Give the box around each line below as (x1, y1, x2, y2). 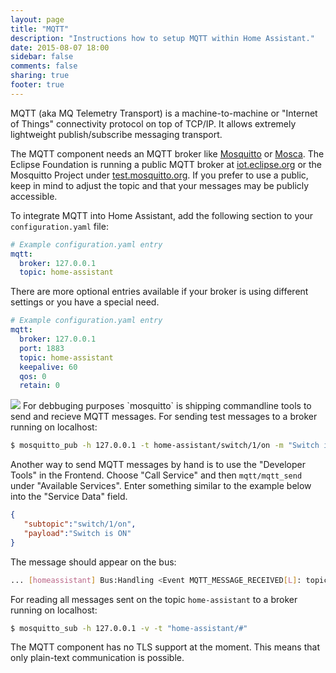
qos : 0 (19, 371, 47, 381)
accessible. (10, 190, 58, 202)
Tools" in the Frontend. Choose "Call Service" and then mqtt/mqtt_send (10, 469, 303, 481)
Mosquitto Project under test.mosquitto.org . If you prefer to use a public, (10, 169, 309, 181)
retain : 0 (19, 381, 60, 391)
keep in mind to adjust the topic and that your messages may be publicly (10, 179, 310, 191)
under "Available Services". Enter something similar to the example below (10, 480, 312, 492)
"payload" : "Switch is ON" (23, 528, 132, 538)
